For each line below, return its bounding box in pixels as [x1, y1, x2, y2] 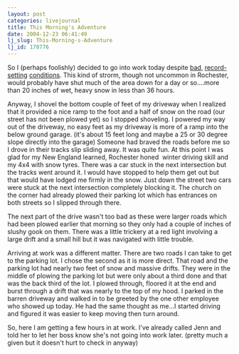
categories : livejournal [7, 17, 81, 24]
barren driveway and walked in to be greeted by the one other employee [7, 294, 219, 303]
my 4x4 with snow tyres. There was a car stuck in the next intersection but [7, 161, 226, 168]
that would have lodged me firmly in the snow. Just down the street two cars [7, 176, 232, 184]
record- [204, 64, 228, 71]
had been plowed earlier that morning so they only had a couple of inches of [7, 220, 232, 228]
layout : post [7, 10, 46, 18]
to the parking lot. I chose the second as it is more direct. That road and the [7, 256, 229, 265]
